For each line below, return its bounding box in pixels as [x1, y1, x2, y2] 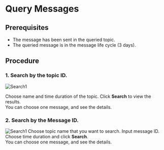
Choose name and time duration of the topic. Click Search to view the [5, 93, 151, 99]
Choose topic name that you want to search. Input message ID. [27, 128, 160, 134]
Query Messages [5, 3, 79, 15]
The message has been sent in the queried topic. [12, 36, 115, 43]
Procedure [5, 57, 40, 65]
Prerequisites [5, 23, 49, 32]
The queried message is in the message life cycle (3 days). [12, 42, 136, 48]
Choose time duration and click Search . [5, 133, 88, 139]
